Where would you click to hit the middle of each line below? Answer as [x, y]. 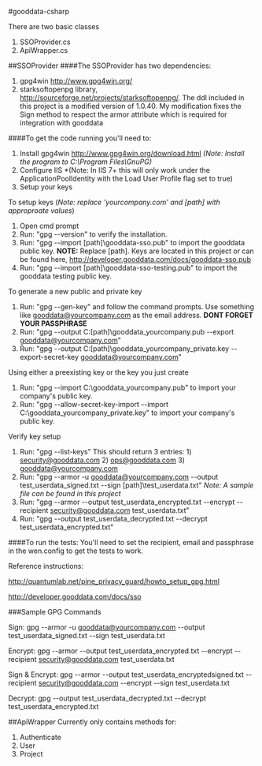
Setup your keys [46, 187]
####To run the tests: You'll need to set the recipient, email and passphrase [131, 542]
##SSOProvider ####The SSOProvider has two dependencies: [110, 65]
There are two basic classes [54, 26]
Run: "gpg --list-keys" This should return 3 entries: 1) [105, 452]
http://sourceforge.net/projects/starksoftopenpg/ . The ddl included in [132, 97]
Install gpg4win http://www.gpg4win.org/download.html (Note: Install [132, 153]
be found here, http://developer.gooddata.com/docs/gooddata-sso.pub [135, 259]
